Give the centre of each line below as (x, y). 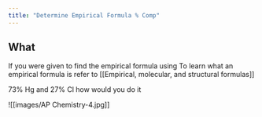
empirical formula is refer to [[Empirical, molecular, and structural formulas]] (131, 75)
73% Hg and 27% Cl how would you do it (75, 90)
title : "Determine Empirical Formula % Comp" (84, 15)
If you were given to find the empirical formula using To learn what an (121, 66)
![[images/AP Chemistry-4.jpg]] (59, 105)
